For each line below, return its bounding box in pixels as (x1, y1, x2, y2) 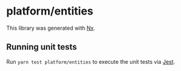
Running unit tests (6, 42, 77, 52)
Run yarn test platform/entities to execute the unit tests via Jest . (6, 58, 176, 65)
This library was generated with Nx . (6, 24, 95, 32)
